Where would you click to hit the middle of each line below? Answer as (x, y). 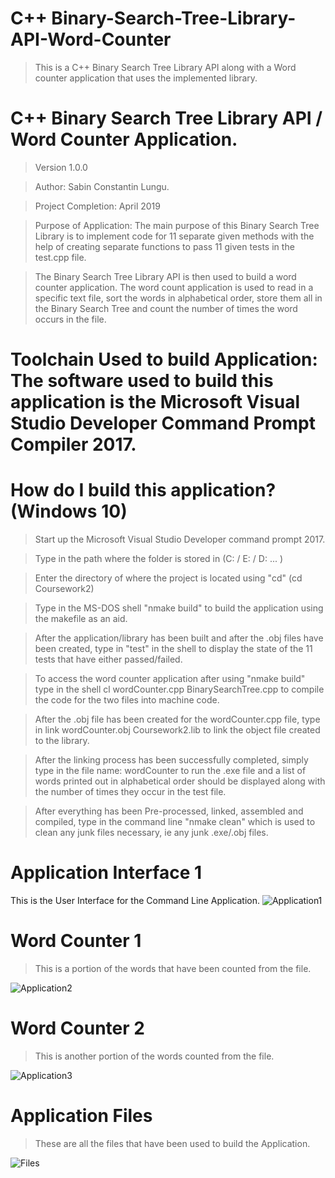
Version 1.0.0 (61, 167)
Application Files (81, 1116)
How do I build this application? (143, 490)
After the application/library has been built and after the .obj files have (179, 638)
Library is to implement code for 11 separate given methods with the (174, 236)
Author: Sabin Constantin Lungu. (102, 186)
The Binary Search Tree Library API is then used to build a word (165, 276)
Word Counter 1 (76, 941)
